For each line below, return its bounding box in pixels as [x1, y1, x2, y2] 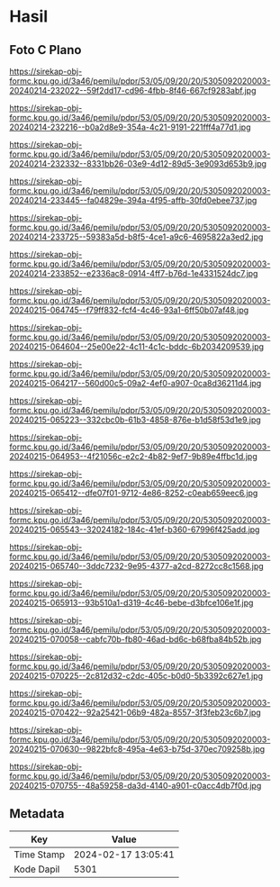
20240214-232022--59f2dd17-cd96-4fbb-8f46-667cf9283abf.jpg [9, 86, 257, 95]
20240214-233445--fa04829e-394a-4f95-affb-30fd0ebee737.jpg [9, 195, 257, 205]
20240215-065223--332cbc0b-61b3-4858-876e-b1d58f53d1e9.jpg [9, 414, 261, 425]
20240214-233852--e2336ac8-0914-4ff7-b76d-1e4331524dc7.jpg [9, 268, 258, 278]
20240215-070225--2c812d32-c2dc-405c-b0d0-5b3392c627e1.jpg [9, 671, 264, 681]
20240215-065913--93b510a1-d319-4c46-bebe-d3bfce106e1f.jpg [9, 597, 254, 608]
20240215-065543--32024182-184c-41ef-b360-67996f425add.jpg [9, 524, 260, 535]
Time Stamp [14, 848, 66, 861]
